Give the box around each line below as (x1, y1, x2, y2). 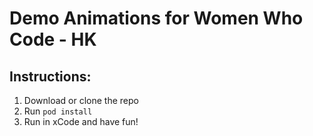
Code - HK (9, 28, 97, 51)
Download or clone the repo (23, 95, 139, 106)
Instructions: (9, 68, 92, 85)
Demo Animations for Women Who (9, 7, 304, 30)
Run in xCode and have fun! (23, 116, 139, 127)
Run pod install (23, 105, 93, 117)
